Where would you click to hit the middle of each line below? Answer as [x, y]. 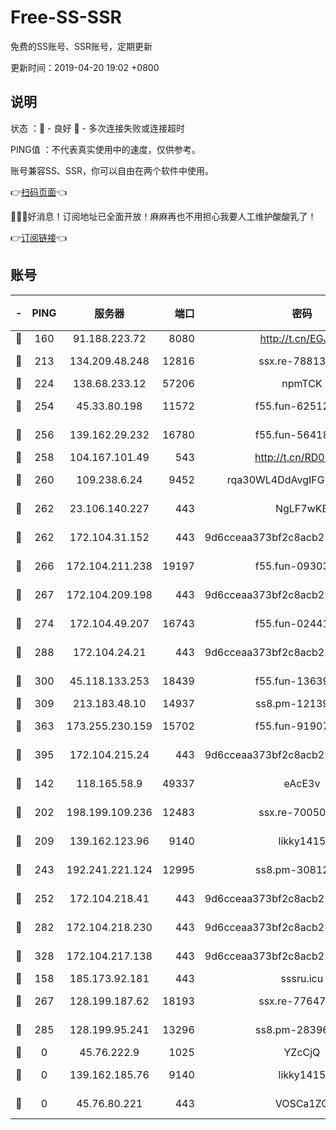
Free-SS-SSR [66, 17]
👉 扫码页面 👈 [39, 192]
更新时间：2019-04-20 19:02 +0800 [85, 67]
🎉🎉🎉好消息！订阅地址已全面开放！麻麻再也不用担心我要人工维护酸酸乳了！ [163, 216]
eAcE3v [302, 783]
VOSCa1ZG [302, 1103]
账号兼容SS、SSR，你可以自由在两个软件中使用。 [112, 170]
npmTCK [302, 383]
